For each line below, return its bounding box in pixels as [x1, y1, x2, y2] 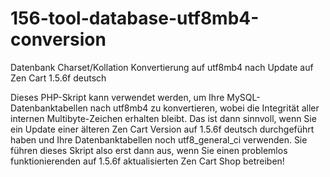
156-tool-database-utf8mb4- [10, 7, 260, 30]
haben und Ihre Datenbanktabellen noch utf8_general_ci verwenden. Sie [10, 133, 308, 146]
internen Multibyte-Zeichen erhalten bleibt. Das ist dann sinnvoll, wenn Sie [10, 112, 317, 124]
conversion [10, 28, 107, 51]
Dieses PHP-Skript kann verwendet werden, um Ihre [10, 91, 225, 103]
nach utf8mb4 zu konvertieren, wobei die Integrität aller [89, 102, 320, 114]
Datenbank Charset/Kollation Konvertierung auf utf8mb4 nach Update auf [10, 61, 314, 73]
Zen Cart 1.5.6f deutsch [10, 72, 107, 84]
